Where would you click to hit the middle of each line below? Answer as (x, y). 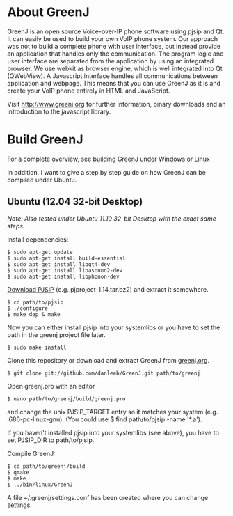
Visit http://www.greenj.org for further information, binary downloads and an (116, 104)
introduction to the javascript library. (59, 111)
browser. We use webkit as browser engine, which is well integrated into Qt (115, 68)
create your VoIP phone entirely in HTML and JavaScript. (89, 91)
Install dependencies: (38, 239)
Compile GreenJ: (31, 453)
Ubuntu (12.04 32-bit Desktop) (75, 202)
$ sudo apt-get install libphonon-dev (63, 276)
